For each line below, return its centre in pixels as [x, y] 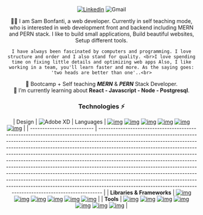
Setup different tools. [101, 40]
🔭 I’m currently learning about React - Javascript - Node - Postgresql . [101, 90]
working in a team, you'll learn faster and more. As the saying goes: [101, 67]
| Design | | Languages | [60, 122]
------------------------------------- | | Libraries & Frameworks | [93, 193]
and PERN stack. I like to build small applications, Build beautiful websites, [101, 34]
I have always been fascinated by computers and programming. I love [101, 51]
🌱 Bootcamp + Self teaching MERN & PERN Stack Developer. [101, 84]
